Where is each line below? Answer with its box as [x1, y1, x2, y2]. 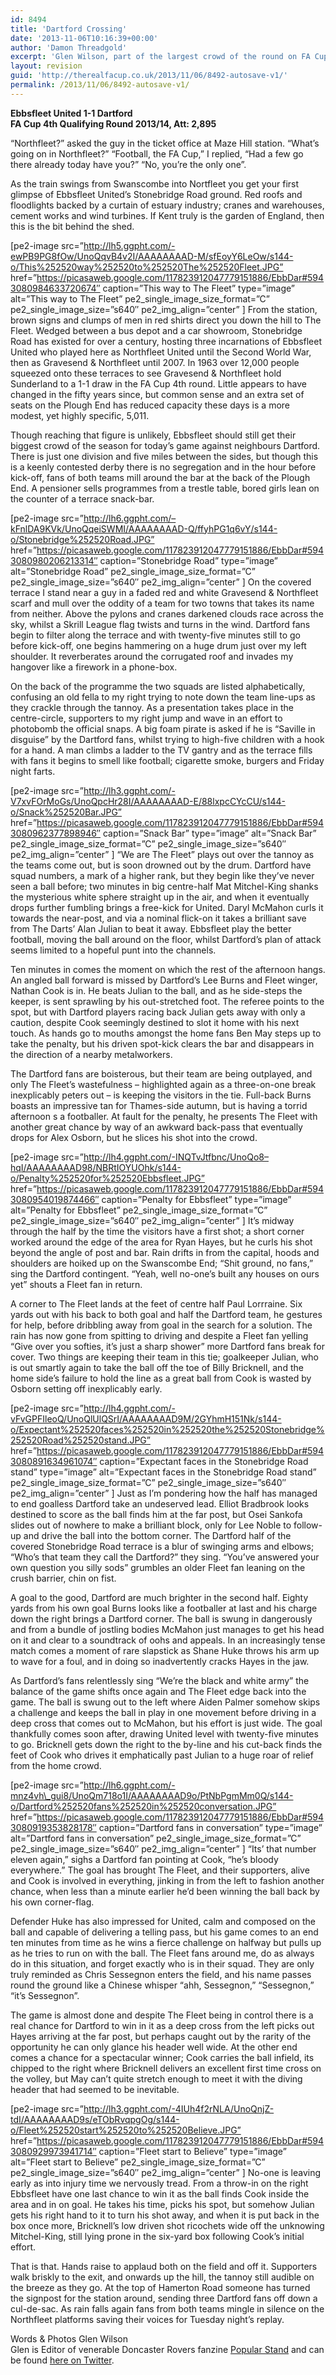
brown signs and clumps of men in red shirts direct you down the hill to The [10, 314, 322, 326]
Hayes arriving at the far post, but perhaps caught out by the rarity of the [10, 2030, 312, 2042]
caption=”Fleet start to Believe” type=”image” [98, 2145, 287, 2157]
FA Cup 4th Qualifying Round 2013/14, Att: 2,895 [10, 117, 217, 130]
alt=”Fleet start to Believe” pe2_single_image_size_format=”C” [10, 2156, 266, 2168]
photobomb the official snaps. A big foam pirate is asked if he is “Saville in [10, 722, 316, 735]
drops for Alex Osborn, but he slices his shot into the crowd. [10, 1131, 258, 1143]
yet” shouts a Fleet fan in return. [10, 1278, 143, 1290]
